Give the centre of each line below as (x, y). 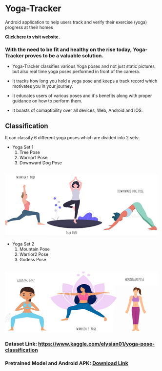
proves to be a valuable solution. (64, 55)
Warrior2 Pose (34, 254)
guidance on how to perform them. (47, 101)
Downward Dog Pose (41, 163)
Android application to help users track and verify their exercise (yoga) (76, 22)
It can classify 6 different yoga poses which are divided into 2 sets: (72, 138)
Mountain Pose (35, 249)
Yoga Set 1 (23, 147)
